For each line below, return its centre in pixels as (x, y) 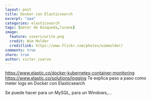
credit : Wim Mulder (29, 41)
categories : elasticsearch (32, 23)
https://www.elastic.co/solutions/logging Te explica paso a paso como (76, 78)
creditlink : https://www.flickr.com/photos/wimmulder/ (66, 46)
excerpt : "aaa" (20, 18)
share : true (17, 55)
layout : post (18, 9)
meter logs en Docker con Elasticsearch (45, 83)
